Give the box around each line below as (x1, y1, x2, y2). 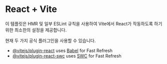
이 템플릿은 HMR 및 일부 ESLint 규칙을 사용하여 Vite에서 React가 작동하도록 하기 (5, 20, 162, 26)
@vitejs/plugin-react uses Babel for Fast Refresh (12, 47, 113, 53)
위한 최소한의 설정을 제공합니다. (5, 26, 67, 33)
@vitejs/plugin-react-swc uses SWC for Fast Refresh (12, 52, 121, 58)
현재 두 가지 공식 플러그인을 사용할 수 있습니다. (5, 37, 96, 43)
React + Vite (5, 3, 57, 15)
